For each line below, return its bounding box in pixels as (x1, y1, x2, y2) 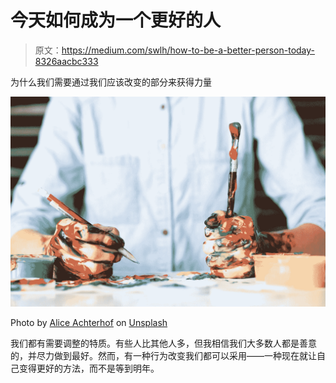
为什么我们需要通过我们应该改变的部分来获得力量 (10, 76, 212, 88)
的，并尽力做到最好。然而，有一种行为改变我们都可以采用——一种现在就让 (10, 349, 317, 361)
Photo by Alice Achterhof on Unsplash (10, 316, 168, 328)
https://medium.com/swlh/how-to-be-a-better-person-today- (61, 44, 316, 56)
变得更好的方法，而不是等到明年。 (18, 362, 160, 374)
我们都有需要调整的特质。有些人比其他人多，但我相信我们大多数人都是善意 (10, 337, 317, 349)
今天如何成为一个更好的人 (10, 9, 222, 32)
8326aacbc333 (34, 55, 99, 67)
